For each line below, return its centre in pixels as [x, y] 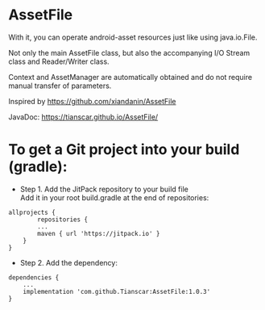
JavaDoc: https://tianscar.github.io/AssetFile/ [83, 117]
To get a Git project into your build [124, 150]
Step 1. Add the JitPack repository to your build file [104, 189]
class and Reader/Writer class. [59, 61]
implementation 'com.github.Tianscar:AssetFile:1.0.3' [117, 291]
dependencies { [34, 277]
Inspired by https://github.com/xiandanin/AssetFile [92, 101]
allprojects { [32, 212]
